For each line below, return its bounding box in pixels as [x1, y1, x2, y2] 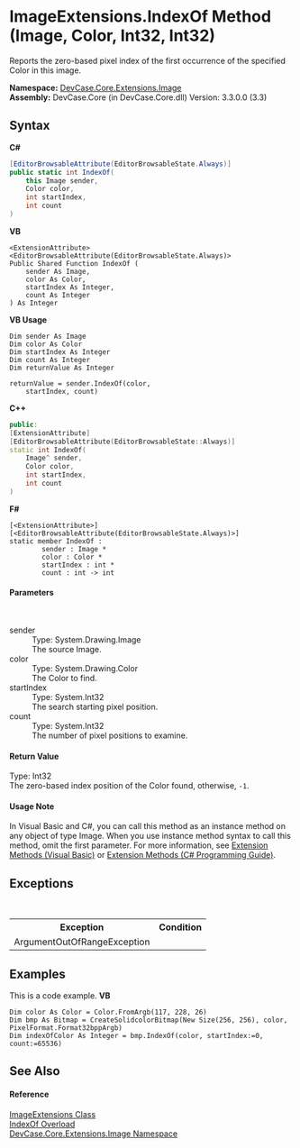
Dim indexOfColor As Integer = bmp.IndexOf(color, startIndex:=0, [9, 1031, 264, 1040]
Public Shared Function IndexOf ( [9, 259, 140, 268]
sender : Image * [41, 544, 106, 553]
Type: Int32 [9, 770, 52, 781]
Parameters [9, 588, 54, 598]
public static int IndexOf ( [9, 168, 115, 177]
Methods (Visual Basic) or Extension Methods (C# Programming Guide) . [9, 850, 277, 861]
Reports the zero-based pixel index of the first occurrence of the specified [9, 55, 286, 66]
